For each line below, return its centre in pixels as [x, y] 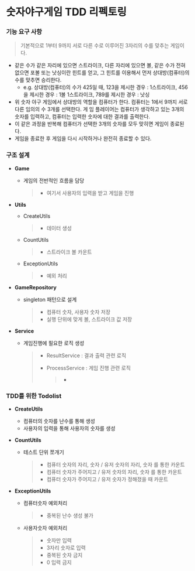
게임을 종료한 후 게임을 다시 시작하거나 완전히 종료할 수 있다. [83, 139]
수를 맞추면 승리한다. [38, 80]
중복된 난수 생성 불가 [70, 515]
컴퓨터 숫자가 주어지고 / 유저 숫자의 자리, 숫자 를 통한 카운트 [114, 472]
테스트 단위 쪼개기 [43, 452]
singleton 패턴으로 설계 [50, 299]
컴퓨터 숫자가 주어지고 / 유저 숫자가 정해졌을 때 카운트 [107, 479]
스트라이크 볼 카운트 [69, 252]
